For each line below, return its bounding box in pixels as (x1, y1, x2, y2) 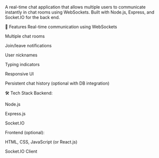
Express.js (5, 111, 26, 116)
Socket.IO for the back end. (5, 15, 60, 20)
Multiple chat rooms (5, 34, 45, 39)
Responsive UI (5, 71, 34, 77)
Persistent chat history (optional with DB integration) (5, 80, 110, 86)
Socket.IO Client (5, 148, 37, 154)
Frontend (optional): (5, 130, 45, 135)
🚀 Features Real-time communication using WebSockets (5, 24, 117, 30)
